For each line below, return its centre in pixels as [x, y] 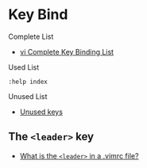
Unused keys [41, 112]
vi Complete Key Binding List [66, 52]
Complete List [31, 36]
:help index [28, 82]
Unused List [28, 96]
